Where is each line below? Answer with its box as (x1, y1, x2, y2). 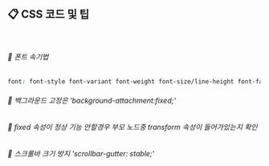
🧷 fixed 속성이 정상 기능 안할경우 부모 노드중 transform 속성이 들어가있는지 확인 (7, 123, 258, 132)
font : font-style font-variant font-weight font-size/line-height (7, 78, 234, 86)
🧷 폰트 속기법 (7, 52, 49, 62)
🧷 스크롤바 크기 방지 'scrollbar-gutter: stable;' (7, 148, 155, 158)
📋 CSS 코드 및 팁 (7, 7, 90, 22)
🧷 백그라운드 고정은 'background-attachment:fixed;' (7, 95, 177, 106)
